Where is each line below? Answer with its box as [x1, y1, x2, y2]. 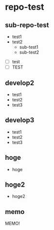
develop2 [5, 78, 35, 87]
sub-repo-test [5, 21, 49, 29]
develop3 [5, 116, 35, 124]
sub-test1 [19, 44, 38, 50]
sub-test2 [19, 49, 39, 55]
